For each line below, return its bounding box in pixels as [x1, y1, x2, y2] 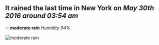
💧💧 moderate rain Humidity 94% [5, 25, 71, 31]
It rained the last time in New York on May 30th [5, 4, 154, 12]
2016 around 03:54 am [5, 12, 78, 20]
